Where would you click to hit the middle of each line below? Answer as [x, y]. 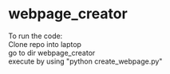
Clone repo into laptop [45, 44]
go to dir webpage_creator [52, 53]
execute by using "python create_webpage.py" [85, 61]
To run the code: [36, 36]
